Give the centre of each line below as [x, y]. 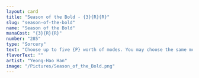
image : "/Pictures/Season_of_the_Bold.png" [61, 66]
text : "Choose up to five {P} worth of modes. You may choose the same [96, 50]
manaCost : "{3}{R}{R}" [34, 33]
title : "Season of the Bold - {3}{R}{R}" [58, 17]
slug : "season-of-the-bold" [41, 22]
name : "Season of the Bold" [41, 28]
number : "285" [24, 39]
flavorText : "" [25, 55]
